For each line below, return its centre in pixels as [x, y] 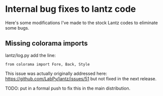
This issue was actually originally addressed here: [56, 73]
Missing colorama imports [46, 44]
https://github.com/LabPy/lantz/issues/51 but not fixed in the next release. [81, 79]
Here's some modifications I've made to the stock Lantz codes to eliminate [81, 23]
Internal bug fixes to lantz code [71, 9]
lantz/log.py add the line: [31, 55]
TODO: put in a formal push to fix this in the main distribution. [68, 88]
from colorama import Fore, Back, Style [48, 64]
